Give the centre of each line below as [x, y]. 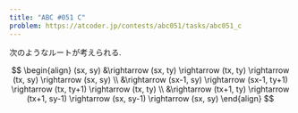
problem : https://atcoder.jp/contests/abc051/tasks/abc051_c [126, 26]
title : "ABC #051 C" [48, 17]
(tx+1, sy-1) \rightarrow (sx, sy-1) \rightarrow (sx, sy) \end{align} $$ [150, 98]
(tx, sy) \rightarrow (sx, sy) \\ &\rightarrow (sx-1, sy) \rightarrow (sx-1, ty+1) [150, 79]
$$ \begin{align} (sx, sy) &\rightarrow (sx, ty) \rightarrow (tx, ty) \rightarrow [150, 70]
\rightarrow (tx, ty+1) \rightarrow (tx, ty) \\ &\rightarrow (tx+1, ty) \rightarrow [150, 89]
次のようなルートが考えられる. [66, 52]
